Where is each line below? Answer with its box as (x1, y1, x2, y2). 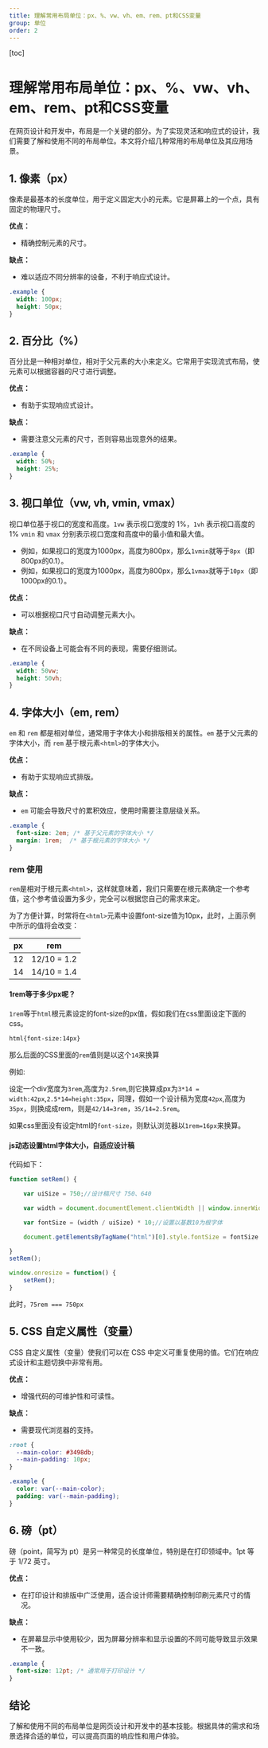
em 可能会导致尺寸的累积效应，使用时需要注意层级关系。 (20, 806, 205, 816)
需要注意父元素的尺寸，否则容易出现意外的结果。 (20, 435, 181, 444)
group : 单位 (9, 19, 46, 27)
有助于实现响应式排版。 (20, 772, 98, 782)
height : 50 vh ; (16, 674, 63, 682)
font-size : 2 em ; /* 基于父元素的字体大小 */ (16, 829, 154, 837)
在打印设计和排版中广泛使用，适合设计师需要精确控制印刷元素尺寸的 (20, 1590, 244, 1600)
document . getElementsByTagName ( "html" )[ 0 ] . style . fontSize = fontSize (23, 1233, 259, 1241)
